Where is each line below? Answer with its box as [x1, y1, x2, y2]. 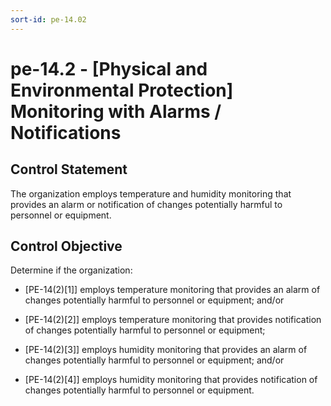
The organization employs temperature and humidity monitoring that [10, 187, 292, 200]
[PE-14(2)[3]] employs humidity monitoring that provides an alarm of [24, 344, 308, 356]
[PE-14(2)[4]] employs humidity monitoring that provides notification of [24, 374, 318, 386]
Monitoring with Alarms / [10, 100, 222, 123]
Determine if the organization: [10, 264, 133, 276]
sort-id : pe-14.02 [10, 14, 87, 25]
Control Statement [10, 161, 128, 178]
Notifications [10, 121, 122, 144]
